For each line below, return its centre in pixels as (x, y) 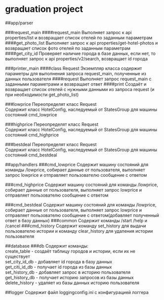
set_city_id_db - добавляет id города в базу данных (59, 261)
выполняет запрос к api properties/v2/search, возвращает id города (77, 58)
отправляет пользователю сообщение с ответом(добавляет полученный (82, 215)
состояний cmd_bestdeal (31, 155)
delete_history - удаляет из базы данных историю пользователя (72, 283)
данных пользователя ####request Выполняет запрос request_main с (78, 79)
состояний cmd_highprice (32, 135)
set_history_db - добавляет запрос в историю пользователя (68, 272)
